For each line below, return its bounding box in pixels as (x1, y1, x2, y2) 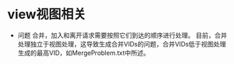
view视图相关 (7, 6, 87, 23)
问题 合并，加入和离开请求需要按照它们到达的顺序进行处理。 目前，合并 (17, 31, 228, 39)
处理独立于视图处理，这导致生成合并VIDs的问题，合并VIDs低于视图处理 (17, 39, 226, 48)
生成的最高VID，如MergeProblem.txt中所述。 (17, 49, 150, 57)
